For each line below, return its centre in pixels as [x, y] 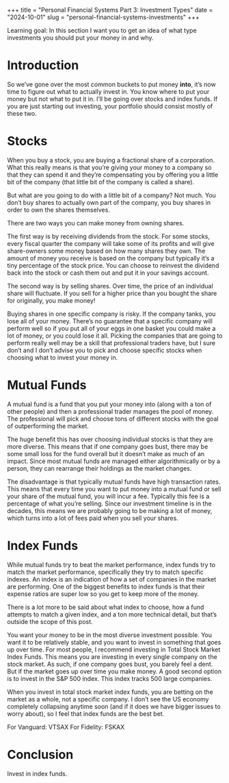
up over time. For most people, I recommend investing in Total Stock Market [114, 649]
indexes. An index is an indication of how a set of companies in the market [112, 579]
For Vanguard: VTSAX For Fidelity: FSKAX [66, 727]
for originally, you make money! [51, 300]
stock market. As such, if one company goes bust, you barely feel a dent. [110, 664]
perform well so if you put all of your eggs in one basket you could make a [111, 328]
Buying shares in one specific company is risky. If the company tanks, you [111, 314]
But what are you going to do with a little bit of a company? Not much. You [112, 195]
